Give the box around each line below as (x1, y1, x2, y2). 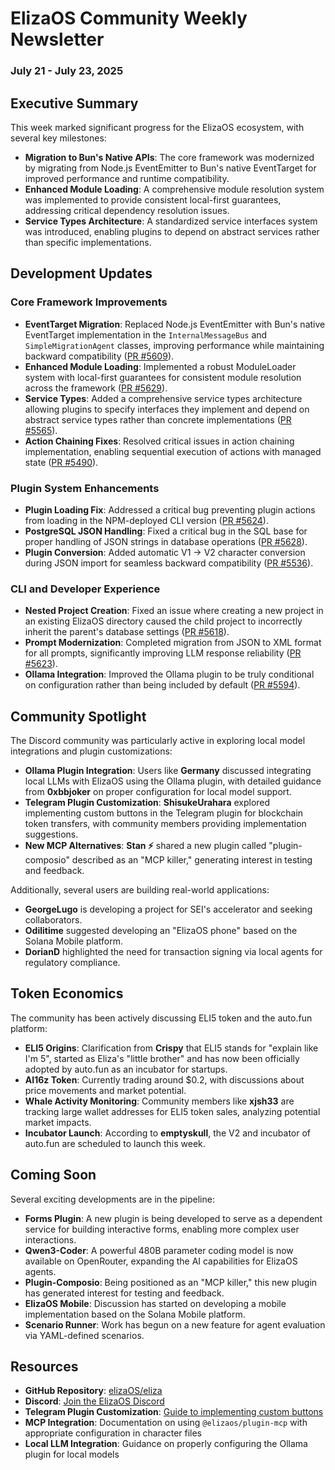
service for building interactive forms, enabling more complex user (24, 1223, 300, 1235)
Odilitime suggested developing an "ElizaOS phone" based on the (24, 925, 298, 937)
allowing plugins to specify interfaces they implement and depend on (24, 403, 310, 415)
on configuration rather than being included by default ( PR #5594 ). (24, 679, 301, 691)
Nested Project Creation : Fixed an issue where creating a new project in (24, 605, 324, 617)
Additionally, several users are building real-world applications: (10, 884, 270, 896)
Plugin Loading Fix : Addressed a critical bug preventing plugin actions (24, 503, 316, 516)
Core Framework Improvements (10, 295, 168, 309)
